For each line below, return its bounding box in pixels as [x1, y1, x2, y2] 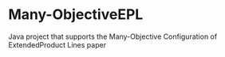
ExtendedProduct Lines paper [8, 40, 106, 49]
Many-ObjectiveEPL [8, 6, 144, 24]
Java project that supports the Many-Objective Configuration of [8, 32, 218, 41]
